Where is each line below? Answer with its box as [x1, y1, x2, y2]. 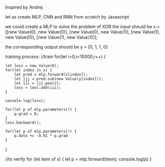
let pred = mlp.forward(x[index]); [14, 72, 88, 77]
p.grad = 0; [14, 111, 39, 116]
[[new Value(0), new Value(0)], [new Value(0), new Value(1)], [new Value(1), [5, 29, 161, 34]
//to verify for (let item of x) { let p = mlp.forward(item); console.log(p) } [5, 156, 152, 162]
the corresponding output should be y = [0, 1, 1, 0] [5, 44, 108, 49]
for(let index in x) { [5, 67, 52, 72]
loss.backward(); [5, 120, 41, 125]
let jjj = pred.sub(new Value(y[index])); [14, 76, 104, 81]
